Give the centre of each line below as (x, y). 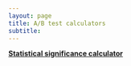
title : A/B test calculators (57, 23)
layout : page (30, 16)
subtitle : (25, 31)
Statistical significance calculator (65, 54)
